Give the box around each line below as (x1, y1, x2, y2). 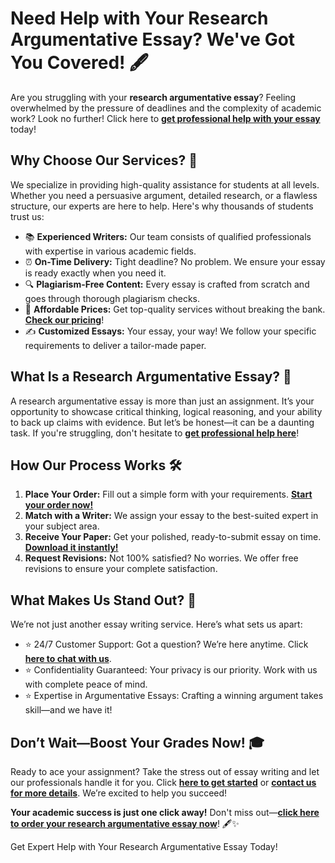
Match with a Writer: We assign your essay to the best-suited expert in (24, 510, 319, 522)
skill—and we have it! (24, 704, 113, 716)
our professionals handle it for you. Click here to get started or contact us (10, 777, 317, 788)
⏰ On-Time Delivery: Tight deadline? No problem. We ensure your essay (24, 255, 326, 267)
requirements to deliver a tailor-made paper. (24, 339, 207, 351)
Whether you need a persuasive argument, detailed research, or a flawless (10, 189, 318, 201)
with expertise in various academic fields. (24, 245, 197, 257)
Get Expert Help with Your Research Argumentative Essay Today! (10, 841, 278, 852)
